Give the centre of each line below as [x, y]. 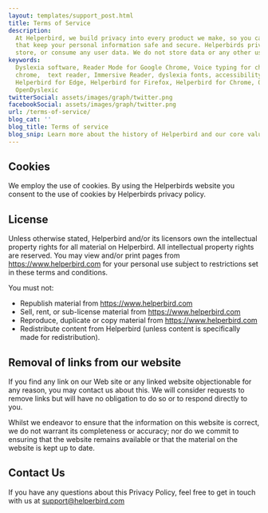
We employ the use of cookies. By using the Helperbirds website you [122, 186]
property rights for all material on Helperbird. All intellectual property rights [131, 247]
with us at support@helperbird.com [67, 500]
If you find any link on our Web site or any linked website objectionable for [130, 382]
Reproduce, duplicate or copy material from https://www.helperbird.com [138, 321]
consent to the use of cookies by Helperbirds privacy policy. [107, 194]
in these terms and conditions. [58, 273]
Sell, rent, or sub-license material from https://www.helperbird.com [130, 312]
